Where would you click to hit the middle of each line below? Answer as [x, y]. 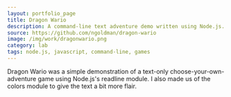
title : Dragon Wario [37, 20]
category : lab [28, 45]
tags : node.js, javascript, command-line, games [79, 52]
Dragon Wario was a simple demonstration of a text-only [88, 71]
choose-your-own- [197, 71]
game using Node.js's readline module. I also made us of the [124, 78]
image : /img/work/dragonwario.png [57, 39]
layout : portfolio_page [42, 13]
